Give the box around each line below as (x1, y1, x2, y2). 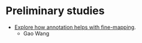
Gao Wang (23, 29, 50, 37)
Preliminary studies (5, 4, 105, 18)
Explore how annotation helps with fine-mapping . (14, 24, 136, 31)
